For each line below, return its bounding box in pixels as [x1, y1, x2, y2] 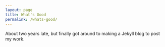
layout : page [5, 7, 33, 13]
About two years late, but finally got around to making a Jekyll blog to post [5, 31, 160, 37]
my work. [5, 36, 25, 42]
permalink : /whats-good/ [5, 17, 58, 22]
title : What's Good [5, 12, 46, 17]
